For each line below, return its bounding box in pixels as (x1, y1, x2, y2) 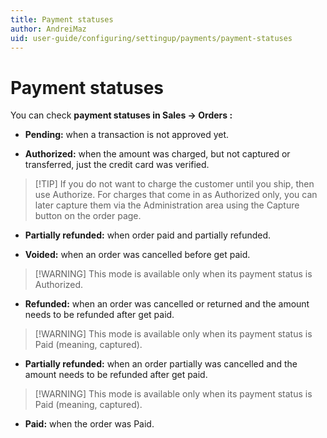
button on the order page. (34, 210, 142, 222)
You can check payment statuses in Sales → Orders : (10, 109, 233, 121)
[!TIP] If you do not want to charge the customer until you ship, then (34, 178, 315, 190)
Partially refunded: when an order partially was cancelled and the (24, 358, 298, 370)
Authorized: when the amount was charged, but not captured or (24, 148, 291, 160)
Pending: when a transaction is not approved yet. (24, 129, 230, 141)
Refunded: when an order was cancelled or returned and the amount (24, 298, 310, 310)
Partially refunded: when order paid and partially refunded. (24, 229, 272, 241)
